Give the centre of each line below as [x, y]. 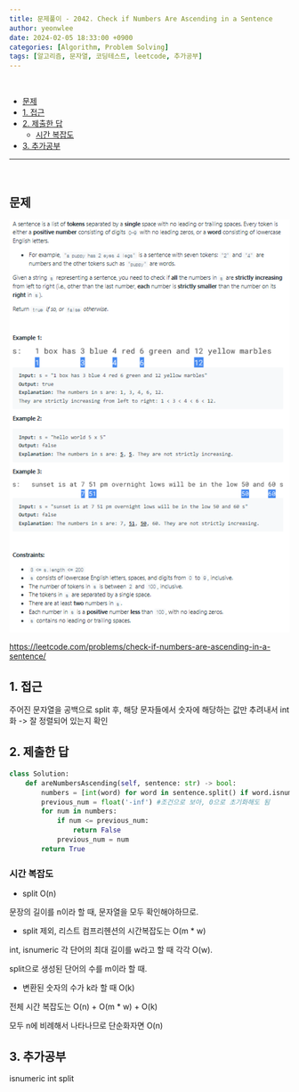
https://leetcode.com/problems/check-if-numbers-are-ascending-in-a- [140, 647]
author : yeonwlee [41, 28]
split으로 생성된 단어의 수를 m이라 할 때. [78, 969]
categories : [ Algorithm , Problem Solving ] [89, 47]
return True [64, 849]
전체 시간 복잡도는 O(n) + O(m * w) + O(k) [84, 1006]
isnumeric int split [41, 1078]
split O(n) [39, 894]
